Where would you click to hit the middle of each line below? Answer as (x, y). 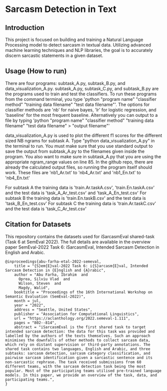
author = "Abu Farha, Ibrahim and (51, 275)
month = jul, (28, 301)
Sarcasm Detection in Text (61, 9)
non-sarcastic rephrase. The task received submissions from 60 (73, 362)
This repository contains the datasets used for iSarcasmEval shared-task (80, 236)
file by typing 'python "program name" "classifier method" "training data (80, 120)
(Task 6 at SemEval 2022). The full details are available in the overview (78, 242)
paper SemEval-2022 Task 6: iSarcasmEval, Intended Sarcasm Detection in (82, 247)
